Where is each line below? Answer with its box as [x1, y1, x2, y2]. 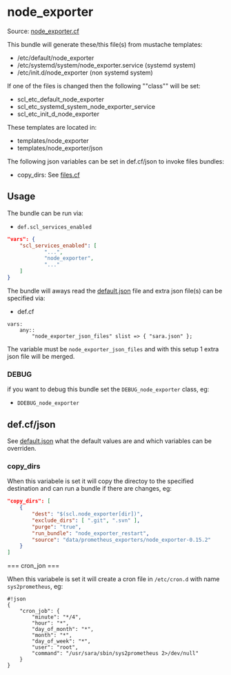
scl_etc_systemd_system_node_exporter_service [17, 102, 156, 110]
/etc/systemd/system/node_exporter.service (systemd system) [17, 61, 197, 69]
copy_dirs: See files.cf [17, 170, 81, 179]
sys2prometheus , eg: [7, 583, 63, 591]
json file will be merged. [7, 352, 75, 360]
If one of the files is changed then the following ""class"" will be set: [7, 81, 201, 90]
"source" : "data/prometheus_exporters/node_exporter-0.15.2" [32, 536, 212, 543]
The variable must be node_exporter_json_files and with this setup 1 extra [7, 344, 219, 353]
